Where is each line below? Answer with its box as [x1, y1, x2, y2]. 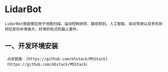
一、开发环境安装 [5, 42, 58, 50]
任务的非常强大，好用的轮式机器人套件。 [8, 26, 81, 31]
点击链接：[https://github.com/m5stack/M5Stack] [7, 56, 108, 61]
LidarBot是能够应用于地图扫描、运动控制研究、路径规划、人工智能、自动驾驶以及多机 [5, 21, 159, 26]
